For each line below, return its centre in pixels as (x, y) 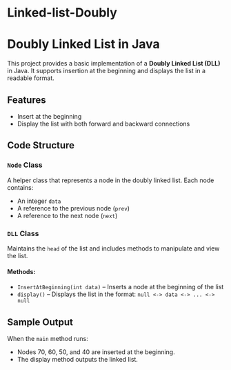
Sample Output (40, 322)
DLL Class (23, 233)
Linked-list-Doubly (62, 13)
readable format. (31, 78)
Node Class (25, 165)
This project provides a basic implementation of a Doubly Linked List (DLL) (114, 64)
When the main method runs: (48, 338)
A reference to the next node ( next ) (67, 215)
